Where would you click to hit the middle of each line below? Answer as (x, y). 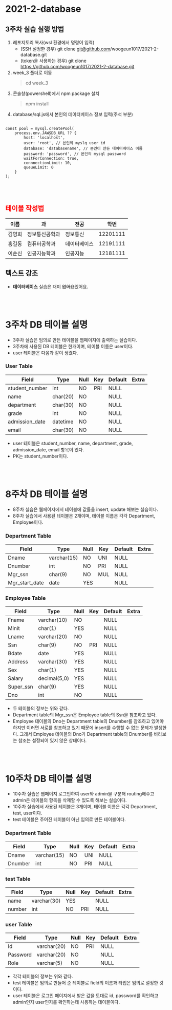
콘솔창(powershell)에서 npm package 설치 (56, 93)
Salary (16, 678)
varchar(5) (50, 963)
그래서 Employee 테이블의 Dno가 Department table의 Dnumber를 (86, 734)
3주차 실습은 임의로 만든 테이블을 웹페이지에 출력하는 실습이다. (75, 340)
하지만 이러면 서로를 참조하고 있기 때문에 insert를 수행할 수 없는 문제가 (83, 728)
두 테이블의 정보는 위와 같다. (41, 709)
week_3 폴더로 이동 (32, 73)
